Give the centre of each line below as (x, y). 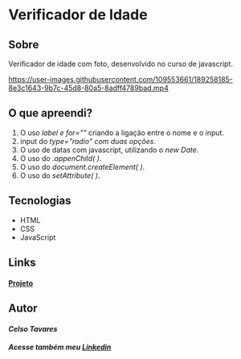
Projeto (21, 283)
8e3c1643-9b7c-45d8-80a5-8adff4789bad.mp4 (88, 88)
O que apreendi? (51, 113)
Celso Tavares (33, 328)
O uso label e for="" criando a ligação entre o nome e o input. (122, 132)
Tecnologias (40, 201)
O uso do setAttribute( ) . (60, 175)
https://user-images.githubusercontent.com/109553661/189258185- (120, 79)
